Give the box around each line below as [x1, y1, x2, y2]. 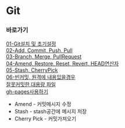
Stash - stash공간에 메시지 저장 [14, 108, 87, 115]
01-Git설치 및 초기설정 [6, 40, 56, 47]
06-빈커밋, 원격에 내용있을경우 [6, 74, 76, 81]
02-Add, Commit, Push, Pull [6, 47, 73, 54]
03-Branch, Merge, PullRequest [6, 53, 82, 60]
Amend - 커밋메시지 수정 [14, 101, 72, 108]
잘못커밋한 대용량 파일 [6, 81, 56, 88]
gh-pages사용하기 [6, 88, 48, 95]
